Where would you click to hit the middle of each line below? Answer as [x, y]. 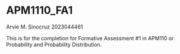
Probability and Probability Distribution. [54, 45]
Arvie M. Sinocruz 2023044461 [45, 27]
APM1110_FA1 [40, 10]
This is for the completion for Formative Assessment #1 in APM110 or [90, 38]
